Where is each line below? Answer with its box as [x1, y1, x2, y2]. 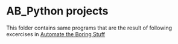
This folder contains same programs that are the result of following [6, 24, 173, 31]
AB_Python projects [6, 4, 109, 18]
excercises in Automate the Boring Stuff [6, 30, 106, 37]
